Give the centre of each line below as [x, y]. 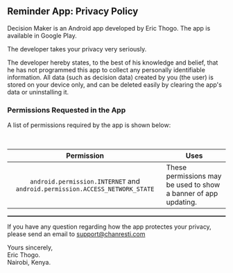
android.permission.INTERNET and [85, 181]
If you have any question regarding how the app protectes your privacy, [109, 227]
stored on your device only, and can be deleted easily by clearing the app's [114, 84]
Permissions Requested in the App [67, 110]
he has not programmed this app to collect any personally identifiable [106, 69]
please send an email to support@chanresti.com [76, 234]
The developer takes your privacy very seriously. [77, 49]
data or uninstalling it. [38, 92]
